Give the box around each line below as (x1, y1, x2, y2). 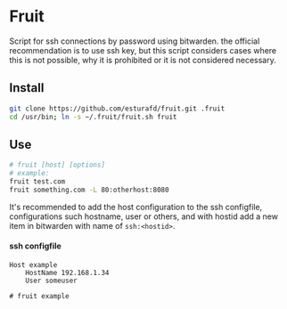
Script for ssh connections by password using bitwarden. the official (9, 36, 260, 46)
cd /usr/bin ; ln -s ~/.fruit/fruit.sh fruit (9, 112, 177, 121)
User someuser (25, 276, 78, 286)
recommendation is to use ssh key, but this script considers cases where (9, 45, 277, 55)
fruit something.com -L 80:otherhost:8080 (9, 185, 169, 194)
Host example (9, 261, 58, 270)
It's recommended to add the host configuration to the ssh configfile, (9, 201, 263, 212)
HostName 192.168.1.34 (25, 269, 110, 278)
